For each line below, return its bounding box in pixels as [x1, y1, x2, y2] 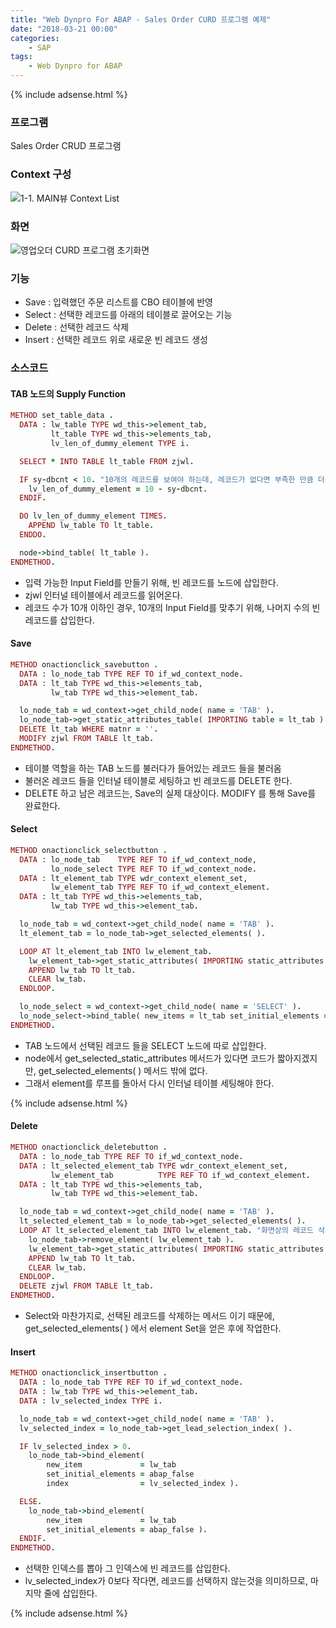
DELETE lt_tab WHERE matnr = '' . [19, 724, 159, 735]
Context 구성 [10, 167, 72, 181]
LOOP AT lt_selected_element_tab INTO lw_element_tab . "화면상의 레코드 [19, 1226, 314, 1236]
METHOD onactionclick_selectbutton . [10, 845, 168, 855]
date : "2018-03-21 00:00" [10, 24, 118, 34]
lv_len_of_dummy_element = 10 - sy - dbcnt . [28, 484, 208, 494]
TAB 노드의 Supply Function [10, 387, 126, 400]
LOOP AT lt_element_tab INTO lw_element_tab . [19, 946, 213, 956]
